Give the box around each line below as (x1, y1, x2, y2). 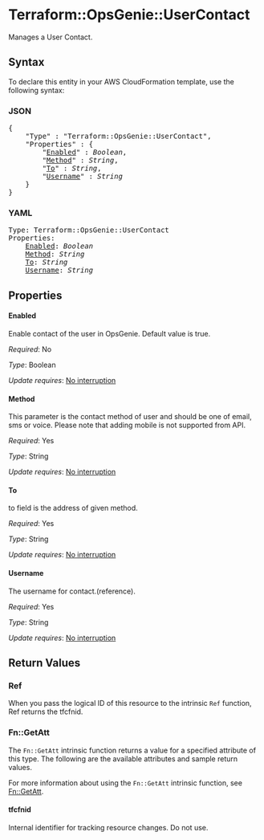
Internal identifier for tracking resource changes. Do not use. (8, 822, 209, 832)
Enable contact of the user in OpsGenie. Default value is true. (8, 328, 211, 338)
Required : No (8, 344, 52, 354)
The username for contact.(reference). (8, 586, 136, 596)
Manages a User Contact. (8, 32, 93, 42)
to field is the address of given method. (8, 504, 138, 513)
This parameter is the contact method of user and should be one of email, (8, 412, 253, 422)
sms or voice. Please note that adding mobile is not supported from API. (8, 420, 246, 430)
